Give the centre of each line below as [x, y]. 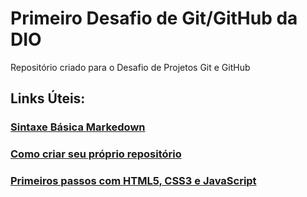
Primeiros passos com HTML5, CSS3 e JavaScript [133, 181]
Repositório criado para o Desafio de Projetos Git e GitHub [130, 67]
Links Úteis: [48, 98]
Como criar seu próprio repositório [96, 154]
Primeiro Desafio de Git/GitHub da [154, 18]
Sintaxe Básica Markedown [78, 127]
